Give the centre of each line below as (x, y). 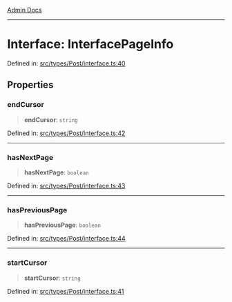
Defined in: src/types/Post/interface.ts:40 (66, 63)
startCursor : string (52, 278)
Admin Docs (25, 10)
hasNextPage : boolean (57, 172)
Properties (30, 85)
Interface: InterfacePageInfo (90, 44)
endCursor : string (51, 119)
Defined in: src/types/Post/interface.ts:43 (66, 185)
